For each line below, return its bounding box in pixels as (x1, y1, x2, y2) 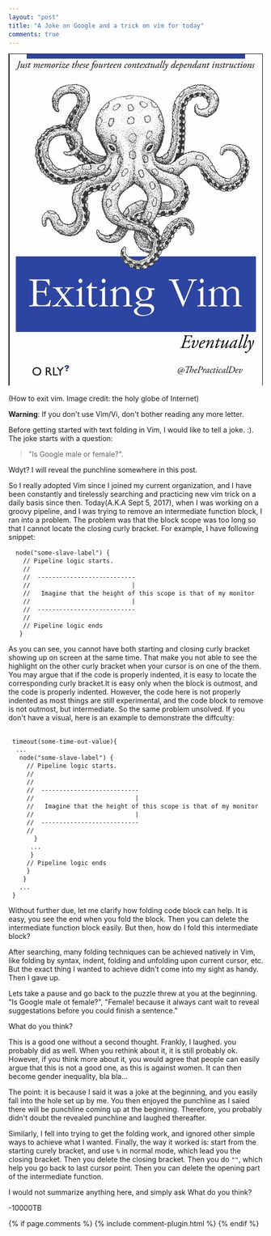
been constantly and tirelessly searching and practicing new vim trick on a (8, 490, 256, 499)
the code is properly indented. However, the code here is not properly (8, 687, 241, 697)
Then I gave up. (8, 973, 61, 983)
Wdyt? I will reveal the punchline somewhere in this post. (8, 465, 198, 475)
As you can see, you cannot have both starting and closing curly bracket (8, 644, 251, 654)
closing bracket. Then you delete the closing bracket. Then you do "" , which (8, 1154, 263, 1165)
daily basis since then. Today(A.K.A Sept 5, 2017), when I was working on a (8, 498, 259, 508)
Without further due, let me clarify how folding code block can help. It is (8, 906, 248, 915)
